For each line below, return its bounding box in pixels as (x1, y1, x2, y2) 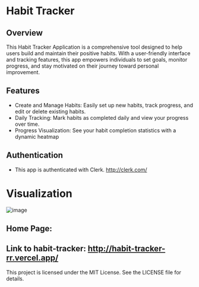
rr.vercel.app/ (6, 253, 59, 263)
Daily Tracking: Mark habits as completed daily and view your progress (14, 114, 189, 121)
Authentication (6, 150, 64, 161)
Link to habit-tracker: (6, 244, 86, 254)
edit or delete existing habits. (14, 108, 86, 115)
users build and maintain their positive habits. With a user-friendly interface (6, 50, 191, 57)
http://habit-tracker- (87, 244, 166, 254)
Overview (6, 28, 43, 38)
